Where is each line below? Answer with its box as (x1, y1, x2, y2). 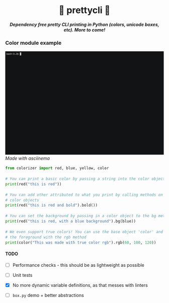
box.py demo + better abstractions (12, 292, 84, 298)
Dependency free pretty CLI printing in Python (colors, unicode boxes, (10, 21, 159, 27)
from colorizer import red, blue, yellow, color (5, 166, 109, 171)
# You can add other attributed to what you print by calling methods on (5, 192, 163, 197)
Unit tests (12, 272, 33, 278)
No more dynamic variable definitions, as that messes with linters (12, 282, 148, 288)
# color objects (5, 197, 39, 203)
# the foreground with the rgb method (5, 235, 87, 240)
